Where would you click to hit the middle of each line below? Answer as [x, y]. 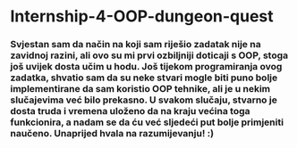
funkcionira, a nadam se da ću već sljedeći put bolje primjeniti [147, 122]
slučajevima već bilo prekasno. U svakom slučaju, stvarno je [144, 100]
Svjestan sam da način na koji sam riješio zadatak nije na [136, 45]
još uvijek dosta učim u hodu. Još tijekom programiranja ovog [146, 67]
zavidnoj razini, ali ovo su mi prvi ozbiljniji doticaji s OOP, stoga [149, 55]
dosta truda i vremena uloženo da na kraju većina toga [130, 111]
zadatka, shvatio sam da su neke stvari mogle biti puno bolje [144, 78]
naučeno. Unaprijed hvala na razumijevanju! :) [112, 134]
